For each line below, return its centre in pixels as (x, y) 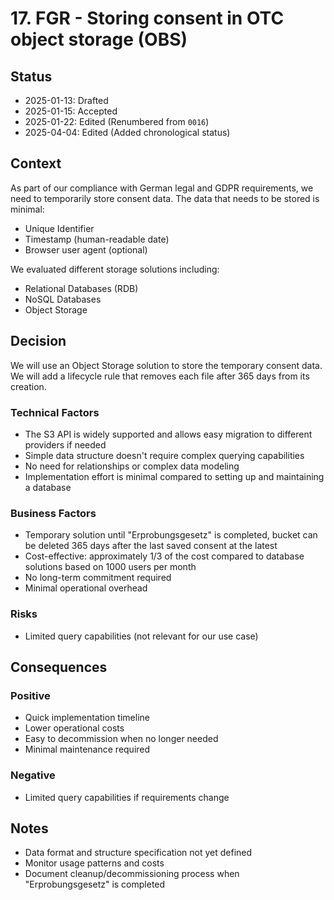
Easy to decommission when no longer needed (121, 739)
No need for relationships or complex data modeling (132, 466)
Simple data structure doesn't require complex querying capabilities (164, 455)
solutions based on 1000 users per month (110, 567)
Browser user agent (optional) (86, 249)
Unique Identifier (59, 228)
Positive (30, 695)
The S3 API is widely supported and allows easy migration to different (168, 434)
